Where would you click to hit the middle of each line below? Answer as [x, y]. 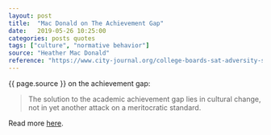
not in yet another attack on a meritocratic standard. [115, 107]
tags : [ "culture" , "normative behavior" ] [79, 46]
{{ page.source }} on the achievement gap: [79, 83]
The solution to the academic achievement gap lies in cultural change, [144, 99]
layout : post [30, 16]
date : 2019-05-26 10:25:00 [57, 31]
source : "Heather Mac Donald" [59, 53]
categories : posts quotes [52, 38]
